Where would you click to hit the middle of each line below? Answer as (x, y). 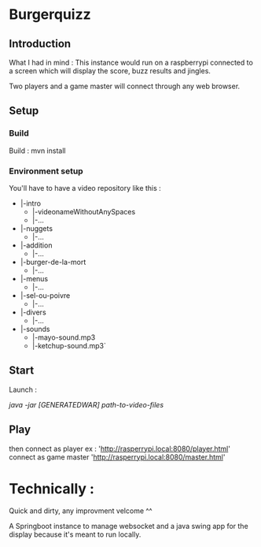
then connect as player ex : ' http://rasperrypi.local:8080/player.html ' (120, 448)
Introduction (40, 44)
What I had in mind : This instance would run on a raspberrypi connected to (131, 62)
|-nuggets (37, 228)
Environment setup (46, 171)
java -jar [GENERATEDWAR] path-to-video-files (86, 404)
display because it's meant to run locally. (75, 534)
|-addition (36, 245)
